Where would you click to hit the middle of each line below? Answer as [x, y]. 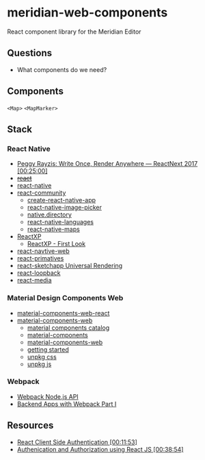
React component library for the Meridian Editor [74, 32]
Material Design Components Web [65, 298]
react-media [34, 280]
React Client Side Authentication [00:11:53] [77, 442]
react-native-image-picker [65, 208]
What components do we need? [62, 69]
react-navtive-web [43, 251]
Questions [30, 53]
